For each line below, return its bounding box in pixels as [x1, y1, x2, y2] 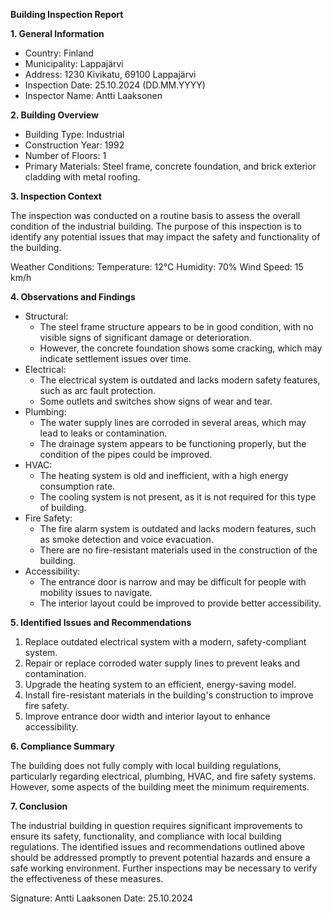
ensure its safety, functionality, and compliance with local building [10, 830, 282, 842]
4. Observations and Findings [10, 291, 136, 303]
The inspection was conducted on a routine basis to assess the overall [10, 210, 301, 221]
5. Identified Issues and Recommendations [10, 617, 192, 628]
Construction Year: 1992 [24, 139, 125, 151]
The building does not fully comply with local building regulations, [10, 760, 282, 771]
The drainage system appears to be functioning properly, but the [39, 438, 307, 449]
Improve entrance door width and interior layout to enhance [24, 710, 271, 722]
